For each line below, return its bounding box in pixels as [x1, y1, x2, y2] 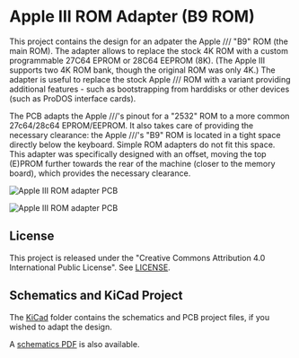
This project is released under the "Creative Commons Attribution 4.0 [9, 252, 266, 263]
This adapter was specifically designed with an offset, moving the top [9, 148, 267, 159]
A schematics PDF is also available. [9, 338, 140, 349]
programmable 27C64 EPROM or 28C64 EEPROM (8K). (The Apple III [9, 55, 266, 65]
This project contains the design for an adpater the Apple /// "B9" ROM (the [9, 36, 289, 47]
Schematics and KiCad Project [9, 288, 183, 303]
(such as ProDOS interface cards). [9, 92, 136, 104]
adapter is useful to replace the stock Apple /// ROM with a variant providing [9, 74, 291, 84]
